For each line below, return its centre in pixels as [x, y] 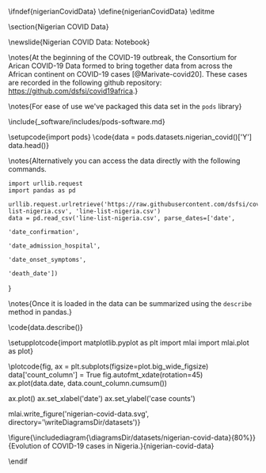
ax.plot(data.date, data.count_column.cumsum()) [88, 383]
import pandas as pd [42, 191]
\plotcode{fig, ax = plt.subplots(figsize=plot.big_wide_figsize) [108, 366]
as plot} [21, 351]
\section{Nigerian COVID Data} [59, 26]
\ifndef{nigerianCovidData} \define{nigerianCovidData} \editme [112, 11]
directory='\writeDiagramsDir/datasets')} [74, 422]
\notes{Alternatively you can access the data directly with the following [124, 161]
